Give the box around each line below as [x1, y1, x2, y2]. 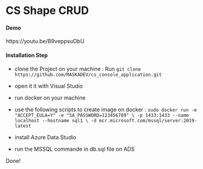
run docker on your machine [14, 94, 86, 101]
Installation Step [5, 51, 48, 58]
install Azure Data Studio [14, 133, 77, 140]
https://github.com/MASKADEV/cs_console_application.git [14, 71, 162, 78]
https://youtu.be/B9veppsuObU [5, 38, 84, 45]
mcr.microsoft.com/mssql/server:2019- [98, 117, 198, 123]
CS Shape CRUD [5, 4, 89, 18]
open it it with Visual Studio [14, 82, 83, 89]
